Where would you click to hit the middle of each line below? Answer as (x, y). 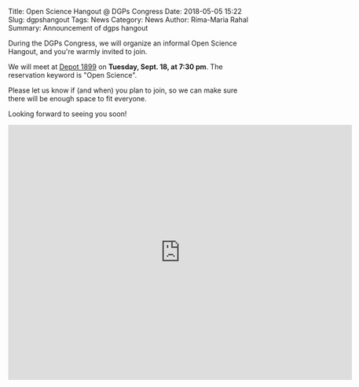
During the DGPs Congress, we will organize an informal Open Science (123, 43)
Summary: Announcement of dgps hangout (78, 28)
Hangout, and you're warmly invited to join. (78, 51)
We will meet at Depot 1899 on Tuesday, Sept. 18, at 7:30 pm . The (115, 67)
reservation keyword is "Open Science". (73, 75)
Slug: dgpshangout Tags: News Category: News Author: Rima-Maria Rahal (128, 20)
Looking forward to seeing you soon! (68, 114)
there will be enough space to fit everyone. (77, 99)
